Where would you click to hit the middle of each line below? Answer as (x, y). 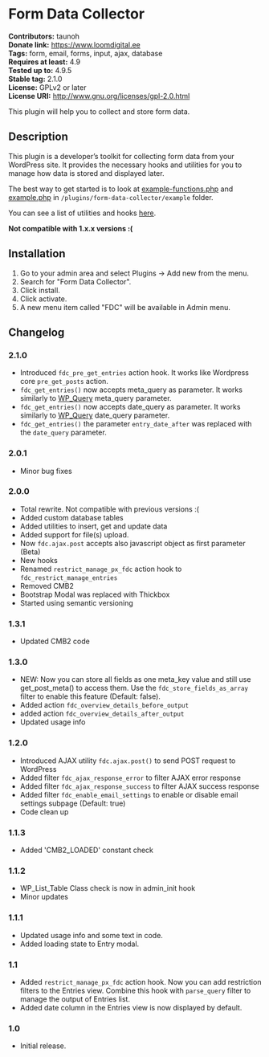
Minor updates (44, 897)
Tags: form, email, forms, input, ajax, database (86, 53)
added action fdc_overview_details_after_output (102, 714)
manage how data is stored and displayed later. (86, 173)
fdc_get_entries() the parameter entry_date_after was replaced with (136, 424)
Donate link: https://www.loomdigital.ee (74, 44)
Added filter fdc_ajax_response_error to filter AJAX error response (130, 777)
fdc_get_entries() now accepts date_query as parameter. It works (130, 407)
